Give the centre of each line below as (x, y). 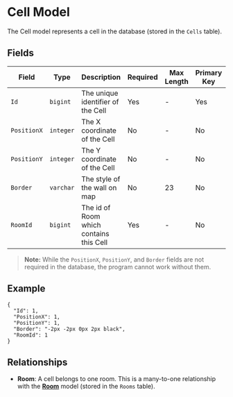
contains (95, 233)
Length (176, 81)
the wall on (99, 187)
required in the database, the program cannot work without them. (118, 267)
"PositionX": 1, (37, 316)
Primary (209, 72)
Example (26, 289)
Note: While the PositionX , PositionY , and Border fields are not (114, 259)
